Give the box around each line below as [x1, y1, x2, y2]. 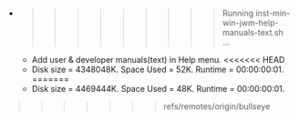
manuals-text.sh [222, 27, 284, 37]
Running [222, 8, 254, 18]
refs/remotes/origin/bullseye [163, 101, 271, 112]
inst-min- [254, 8, 291, 18]
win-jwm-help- [222, 17, 279, 28]
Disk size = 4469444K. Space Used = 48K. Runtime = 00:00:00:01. [31, 84, 285, 94]
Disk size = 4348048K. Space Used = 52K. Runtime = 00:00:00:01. [31, 64, 284, 75]
